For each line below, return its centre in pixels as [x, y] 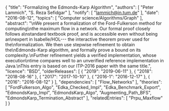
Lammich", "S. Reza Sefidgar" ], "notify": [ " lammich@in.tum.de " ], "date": [82, 13]
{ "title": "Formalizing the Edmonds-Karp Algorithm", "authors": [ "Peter [80, 7]
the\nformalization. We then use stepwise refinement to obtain [70, 44]
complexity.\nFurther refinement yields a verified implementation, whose [81, 55]
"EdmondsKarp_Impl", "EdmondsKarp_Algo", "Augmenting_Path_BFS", [78, 93]
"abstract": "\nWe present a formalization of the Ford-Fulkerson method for [83, 23]
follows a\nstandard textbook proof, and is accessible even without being [81, 34]
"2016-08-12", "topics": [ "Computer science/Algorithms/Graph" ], [74, 18]
